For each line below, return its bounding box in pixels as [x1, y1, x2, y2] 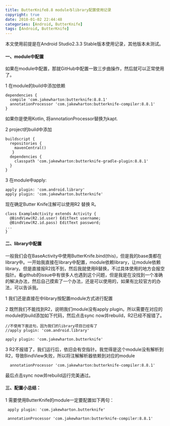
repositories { [10, 141, 42, 146]
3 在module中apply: [5, 177, 47, 183]
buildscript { [5, 136, 36, 142]
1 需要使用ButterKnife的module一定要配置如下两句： [5, 397, 114, 403]
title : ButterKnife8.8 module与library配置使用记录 [5, 7, 112, 13]
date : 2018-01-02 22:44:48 [5, 17, 62, 22]
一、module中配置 [5, 53, 44, 59]
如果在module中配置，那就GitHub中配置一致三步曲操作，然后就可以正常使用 [5, 65, 164, 72]
